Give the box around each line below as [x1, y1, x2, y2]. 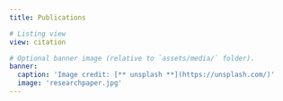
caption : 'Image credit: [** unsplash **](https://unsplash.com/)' [17, 71, 276, 80]
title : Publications [9, 13, 87, 22]
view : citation [9, 38, 66, 46]
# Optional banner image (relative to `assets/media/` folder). [9, 54, 255, 63]
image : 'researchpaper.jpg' [17, 79, 123, 88]
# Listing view [9, 29, 66, 38]
